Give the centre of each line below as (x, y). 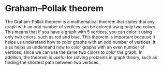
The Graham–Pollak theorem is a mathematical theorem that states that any (80, 22)
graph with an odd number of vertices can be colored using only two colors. (81, 26)
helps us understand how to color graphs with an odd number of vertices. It (80, 42)
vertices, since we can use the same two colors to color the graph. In (74, 52)
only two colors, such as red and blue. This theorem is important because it (80, 37)
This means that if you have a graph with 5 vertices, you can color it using (79, 32)
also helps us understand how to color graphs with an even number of (75, 47)
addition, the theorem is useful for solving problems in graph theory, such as (81, 57)
